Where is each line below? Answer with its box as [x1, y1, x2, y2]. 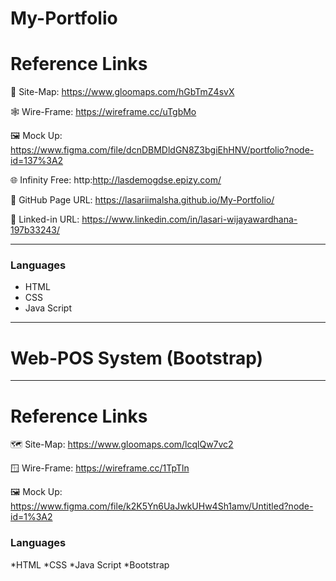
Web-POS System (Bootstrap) [10, 347, 264, 369]
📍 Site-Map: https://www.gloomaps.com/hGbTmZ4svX [10, 86, 235, 98]
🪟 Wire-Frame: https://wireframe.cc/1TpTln [10, 462, 190, 474]
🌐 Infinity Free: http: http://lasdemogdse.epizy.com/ [10, 174, 222, 186]
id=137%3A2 [10, 155, 64, 167]
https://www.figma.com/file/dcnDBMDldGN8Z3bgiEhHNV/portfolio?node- [10, 144, 315, 156]
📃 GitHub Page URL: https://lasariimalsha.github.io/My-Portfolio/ [10, 194, 275, 206]
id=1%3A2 [10, 511, 53, 523]
